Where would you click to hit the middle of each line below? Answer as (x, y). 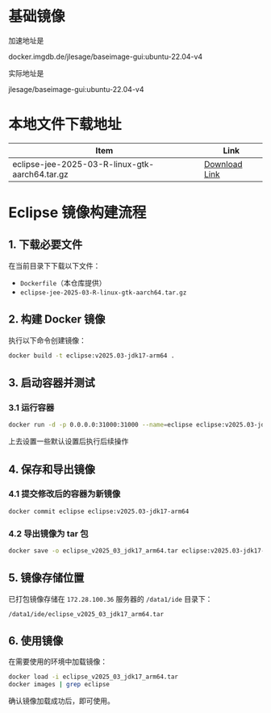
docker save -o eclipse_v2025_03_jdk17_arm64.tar (94, 550)
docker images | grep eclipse (59, 685)
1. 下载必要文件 (46, 245)
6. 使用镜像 (36, 641)
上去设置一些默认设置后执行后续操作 (69, 441)
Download (223, 164)
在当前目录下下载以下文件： (54, 265)
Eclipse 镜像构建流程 (77, 213)
